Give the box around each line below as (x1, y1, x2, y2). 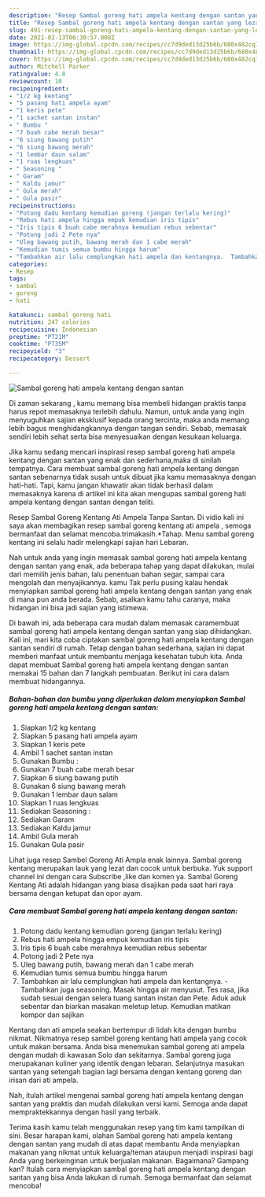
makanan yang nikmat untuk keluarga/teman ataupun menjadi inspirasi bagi (9, 1147, 254, 1157)
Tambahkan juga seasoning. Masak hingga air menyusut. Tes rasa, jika (20, 985, 250, 994)
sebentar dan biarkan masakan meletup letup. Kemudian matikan (20, 1001, 231, 1011)
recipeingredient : (9, 84, 69, 93)
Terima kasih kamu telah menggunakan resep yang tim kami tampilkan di (9, 1122, 245, 1132)
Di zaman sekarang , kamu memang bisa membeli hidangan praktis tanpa (9, 398, 247, 407)
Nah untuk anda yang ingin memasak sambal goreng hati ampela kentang (9, 552, 247, 562)
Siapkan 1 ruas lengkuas (20, 797, 99, 807)
